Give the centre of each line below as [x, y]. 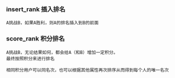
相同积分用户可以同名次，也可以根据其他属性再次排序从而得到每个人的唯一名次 [87, 70]
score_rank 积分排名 [35, 39]
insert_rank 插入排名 [36, 9]
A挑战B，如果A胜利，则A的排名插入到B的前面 [52, 23]
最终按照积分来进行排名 [30, 59]
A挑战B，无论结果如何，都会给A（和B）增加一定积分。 [62, 52]
